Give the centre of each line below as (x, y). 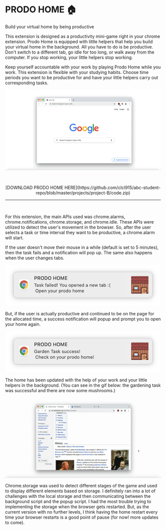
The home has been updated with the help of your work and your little (76, 380)
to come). (15, 522)
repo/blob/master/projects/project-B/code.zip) (83, 193)
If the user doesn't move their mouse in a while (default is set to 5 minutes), (82, 247)
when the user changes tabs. (35, 258)
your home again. (23, 324)
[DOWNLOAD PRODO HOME (35, 187)
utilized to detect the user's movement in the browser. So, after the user (78, 227)
